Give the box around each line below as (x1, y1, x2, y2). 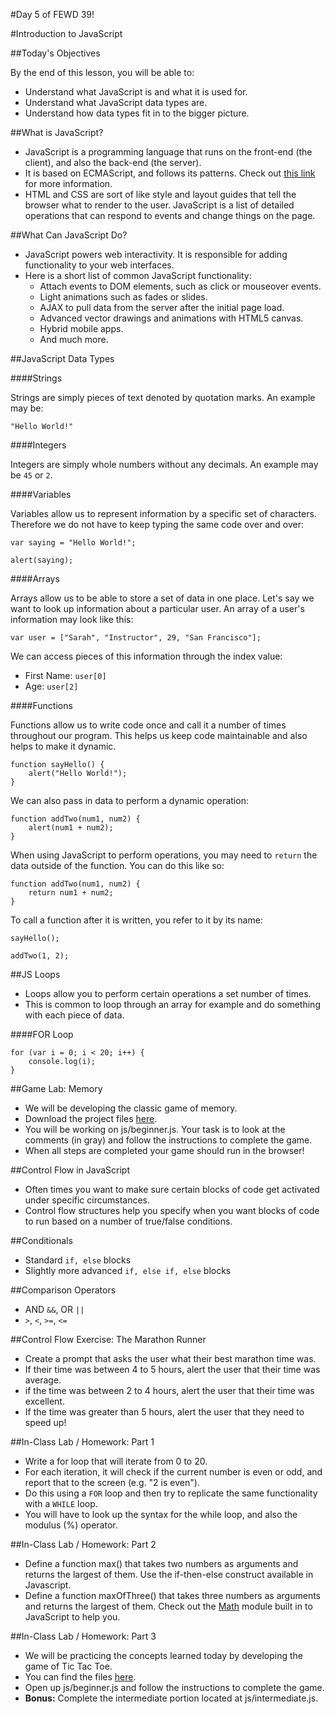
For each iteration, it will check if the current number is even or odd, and (24, 1466, 323, 1478)
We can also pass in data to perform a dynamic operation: (10, 795, 249, 806)
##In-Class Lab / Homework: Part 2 (10, 1539, 157, 1550)
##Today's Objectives (10, 47, 101, 59)
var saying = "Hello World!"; (10, 538, 137, 548)
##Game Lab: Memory (10, 1083, 103, 1094)
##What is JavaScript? (10, 127, 104, 138)
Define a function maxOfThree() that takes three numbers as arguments (24, 1590, 321, 1601)
